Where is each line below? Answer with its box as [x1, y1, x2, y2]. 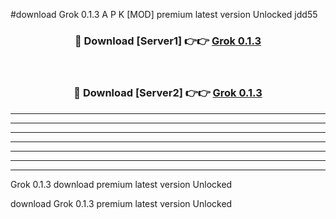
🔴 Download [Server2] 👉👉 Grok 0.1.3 [73, 86, 263, 100]
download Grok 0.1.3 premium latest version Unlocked [10, 197, 233, 209]
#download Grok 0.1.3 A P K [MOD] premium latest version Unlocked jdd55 [10, 9, 318, 20]
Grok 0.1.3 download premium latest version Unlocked [10, 178, 233, 190]
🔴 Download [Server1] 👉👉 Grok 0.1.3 [74, 34, 262, 48]
